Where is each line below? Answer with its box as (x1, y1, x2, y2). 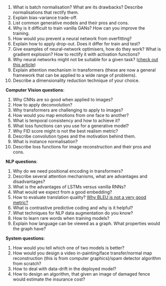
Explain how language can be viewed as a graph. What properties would (12, 220, 160, 226)
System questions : (5, 235, 45, 241)
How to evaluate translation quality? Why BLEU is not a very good (12, 194, 146, 200)
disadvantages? (12, 179, 45, 184)
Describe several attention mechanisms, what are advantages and (12, 174, 148, 179)
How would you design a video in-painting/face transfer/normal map (12, 250, 152, 256)
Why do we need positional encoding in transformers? (12, 168, 123, 174)
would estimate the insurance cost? (12, 276, 85, 282)
